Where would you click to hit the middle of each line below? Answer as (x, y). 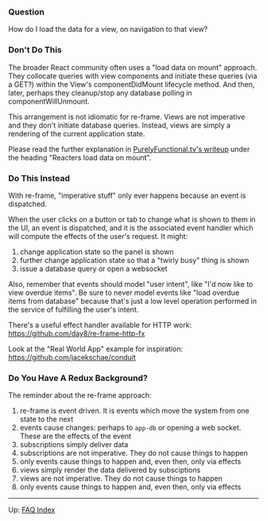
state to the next (46, 419)
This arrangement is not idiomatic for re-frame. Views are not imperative (127, 116)
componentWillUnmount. (49, 101)
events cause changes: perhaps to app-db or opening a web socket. (130, 428)
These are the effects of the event (75, 436)
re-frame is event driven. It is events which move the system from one (134, 411)
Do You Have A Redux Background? (78, 378)
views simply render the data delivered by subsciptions (110, 470)
